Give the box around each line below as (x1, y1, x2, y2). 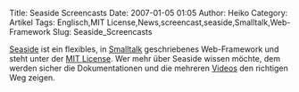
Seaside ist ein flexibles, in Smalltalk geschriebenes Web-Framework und (9, 44, 279, 54)
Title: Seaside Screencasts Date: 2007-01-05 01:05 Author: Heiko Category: (9, 8, 288, 18)
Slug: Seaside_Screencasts (52, 27, 153, 37)
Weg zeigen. (9, 72, 55, 83)
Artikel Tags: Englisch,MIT (9, 17, 105, 28)
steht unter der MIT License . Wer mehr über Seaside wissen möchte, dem (9, 54, 281, 63)
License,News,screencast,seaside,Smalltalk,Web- (106, 17, 291, 28)
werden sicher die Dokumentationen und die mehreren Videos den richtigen (9, 63, 288, 73)
